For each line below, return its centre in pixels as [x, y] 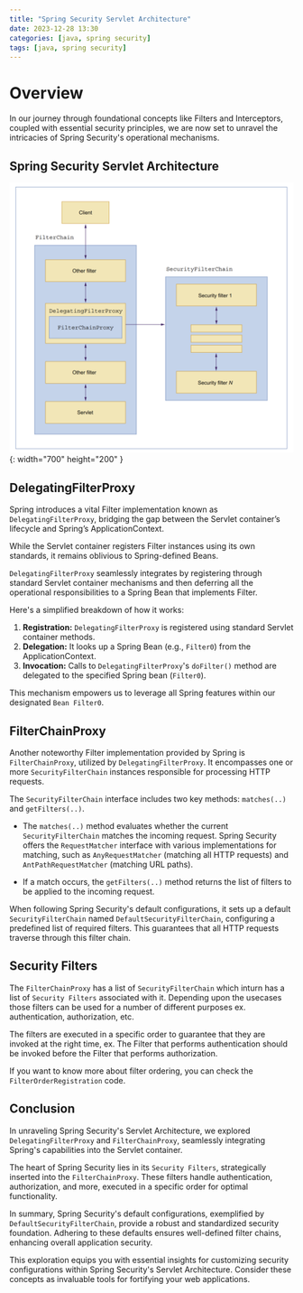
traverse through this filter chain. [70, 938]
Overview [46, 93]
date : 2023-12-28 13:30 [54, 28]
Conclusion [42, 1109]
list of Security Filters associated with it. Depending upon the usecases [146, 997]
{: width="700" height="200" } [66, 460]
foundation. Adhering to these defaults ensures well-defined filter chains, [146, 1233]
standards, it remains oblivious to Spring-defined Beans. [114, 556]
